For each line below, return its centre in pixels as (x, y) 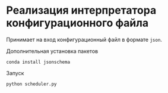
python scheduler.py (32, 84)
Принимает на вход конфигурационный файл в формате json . (84, 39)
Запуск (15, 73)
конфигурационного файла (77, 23)
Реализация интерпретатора (81, 10)
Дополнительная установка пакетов (52, 51)
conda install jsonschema (38, 62)
